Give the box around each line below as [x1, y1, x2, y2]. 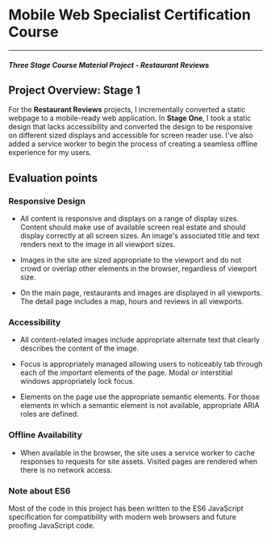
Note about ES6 [8, 485, 71, 496]
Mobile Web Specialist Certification [8, 6, 252, 24]
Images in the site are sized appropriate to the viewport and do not [19, 255, 242, 265]
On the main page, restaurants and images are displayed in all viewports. [19, 288, 262, 298]
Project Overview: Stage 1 [8, 83, 141, 97]
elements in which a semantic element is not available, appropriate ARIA [19, 401, 260, 410]
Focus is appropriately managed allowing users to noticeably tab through [19, 359, 263, 369]
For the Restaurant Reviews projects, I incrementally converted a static [8, 105, 246, 115]
